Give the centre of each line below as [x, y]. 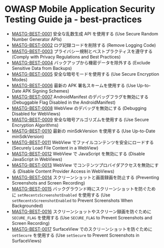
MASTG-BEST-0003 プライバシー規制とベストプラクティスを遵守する [82, 51]
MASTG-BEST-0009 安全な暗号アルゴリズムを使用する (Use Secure [80, 120]
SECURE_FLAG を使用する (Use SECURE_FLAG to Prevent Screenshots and [82, 217]
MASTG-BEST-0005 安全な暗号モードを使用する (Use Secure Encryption [85, 74]
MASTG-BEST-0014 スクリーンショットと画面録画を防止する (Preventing [85, 177]
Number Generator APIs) [37, 39]
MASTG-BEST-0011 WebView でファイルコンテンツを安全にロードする [83, 142]
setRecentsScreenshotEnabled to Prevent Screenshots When [72, 200]
